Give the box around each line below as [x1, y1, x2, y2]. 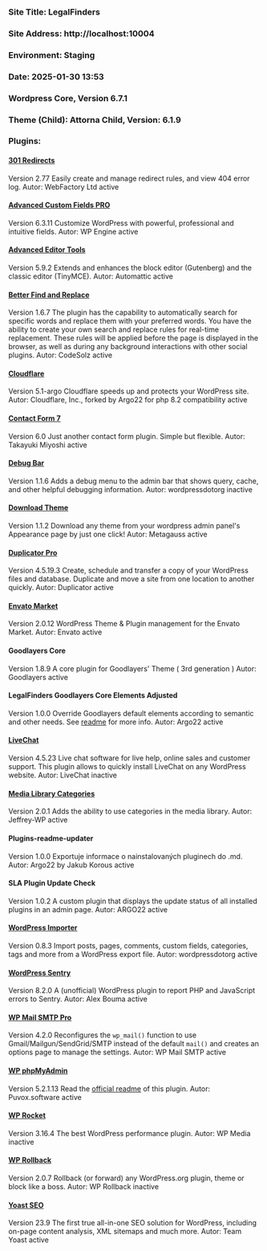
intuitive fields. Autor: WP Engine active [8, 226, 139, 236]
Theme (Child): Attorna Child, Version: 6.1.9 [8, 114, 182, 125]
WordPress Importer [8, 923, 78, 933]
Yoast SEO [8, 1200, 44, 1210]
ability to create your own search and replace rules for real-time [8, 324, 219, 335]
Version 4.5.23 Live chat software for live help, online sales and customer [8, 753, 251, 763]
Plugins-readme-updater [8, 833, 94, 843]
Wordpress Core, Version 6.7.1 [8, 92, 128, 104]
